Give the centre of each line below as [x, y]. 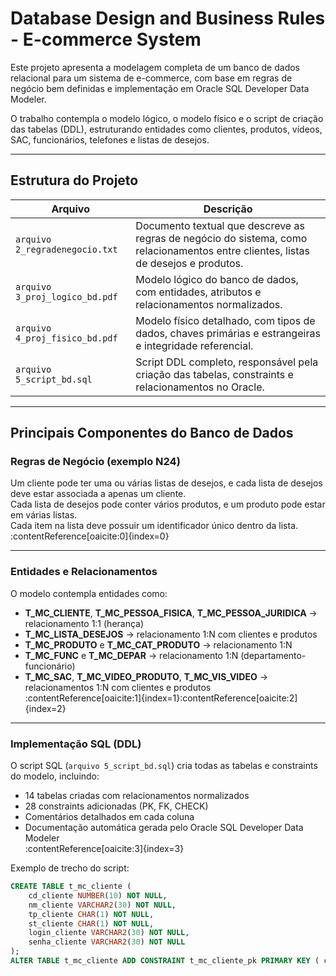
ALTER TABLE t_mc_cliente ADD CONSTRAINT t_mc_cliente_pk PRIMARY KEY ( [165, 961]
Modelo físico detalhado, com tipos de [225, 320]
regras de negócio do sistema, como [221, 238]
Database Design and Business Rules [168, 18]
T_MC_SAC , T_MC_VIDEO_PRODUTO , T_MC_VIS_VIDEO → [146, 676]
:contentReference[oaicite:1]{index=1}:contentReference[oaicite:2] [161, 698]
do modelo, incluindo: [55, 776]
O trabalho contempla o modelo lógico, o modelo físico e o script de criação [167, 118]
